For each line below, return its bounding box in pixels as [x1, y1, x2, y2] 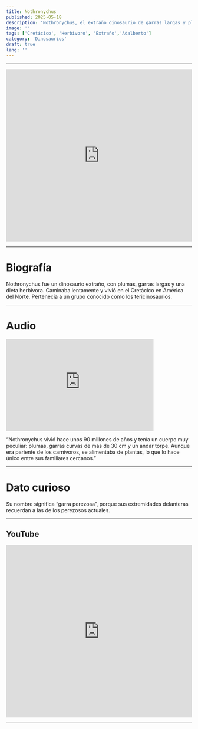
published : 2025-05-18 [6, 14, 62, 20]
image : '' [6, 25, 31, 31]
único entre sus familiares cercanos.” [6, 454, 96, 461]
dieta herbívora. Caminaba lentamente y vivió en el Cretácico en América [6, 286, 184, 293]
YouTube [6, 529, 39, 539]
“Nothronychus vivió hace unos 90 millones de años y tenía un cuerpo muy [6, 436, 189, 443]
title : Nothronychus [6, 8, 57, 15]
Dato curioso [6, 481, 71, 494]
